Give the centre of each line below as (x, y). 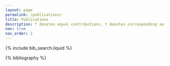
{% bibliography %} (26, 58)
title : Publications (27, 19)
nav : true (16, 29)
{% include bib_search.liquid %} (39, 48)
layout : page (19, 10)
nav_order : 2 (19, 34)
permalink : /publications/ (34, 15)
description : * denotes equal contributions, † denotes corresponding (81, 24)
